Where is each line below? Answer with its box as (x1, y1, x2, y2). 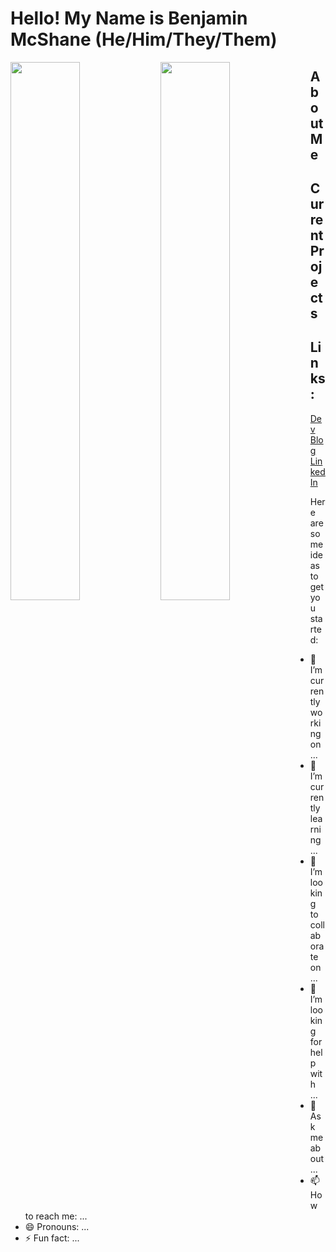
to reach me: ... (24, 1210, 88, 1222)
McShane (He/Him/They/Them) (10, 28, 278, 51)
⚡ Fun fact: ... (24, 1232, 80, 1244)
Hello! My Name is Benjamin (10, 7, 248, 30)
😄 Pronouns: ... (24, 1220, 90, 1232)
